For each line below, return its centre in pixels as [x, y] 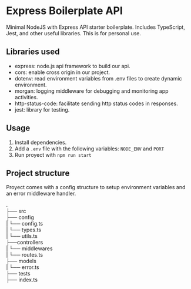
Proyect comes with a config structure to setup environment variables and [96, 187]
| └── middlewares [29, 248]
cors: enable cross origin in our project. [62, 72]
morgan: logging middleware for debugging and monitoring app [91, 91]
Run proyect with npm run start [53, 154]
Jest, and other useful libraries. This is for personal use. [74, 33]
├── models [21, 261]
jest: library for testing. [42, 109]
